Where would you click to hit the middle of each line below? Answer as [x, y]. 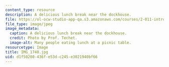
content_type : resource [30, 10]
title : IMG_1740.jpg [27, 52]
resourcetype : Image [27, 47]
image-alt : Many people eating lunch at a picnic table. [71, 43]
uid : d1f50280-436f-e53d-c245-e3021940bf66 [52, 57]
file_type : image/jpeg [29, 24]
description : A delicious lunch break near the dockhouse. [68, 15]
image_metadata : [22, 29]
